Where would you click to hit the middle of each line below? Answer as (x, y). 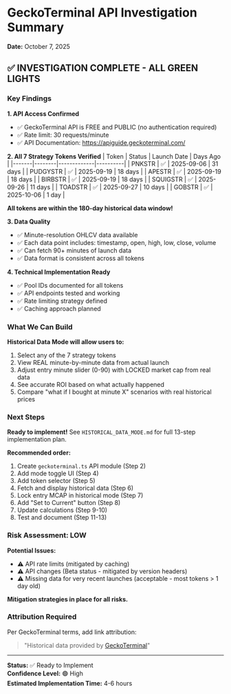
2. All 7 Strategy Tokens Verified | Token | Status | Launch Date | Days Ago (114, 156)
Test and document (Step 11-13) (62, 517)
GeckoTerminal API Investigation (102, 13)
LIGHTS (24, 79)
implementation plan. (37, 439)
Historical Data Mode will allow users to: (66, 341)
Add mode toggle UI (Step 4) (58, 473)
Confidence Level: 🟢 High (45, 673)
